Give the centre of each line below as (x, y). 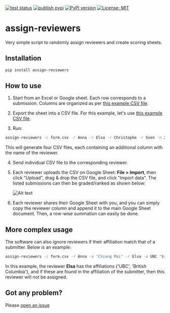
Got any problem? (34, 293)
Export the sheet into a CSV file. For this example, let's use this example (88, 113)
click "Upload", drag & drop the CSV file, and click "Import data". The (84, 178)
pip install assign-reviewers (37, 70)
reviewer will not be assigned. (36, 277)
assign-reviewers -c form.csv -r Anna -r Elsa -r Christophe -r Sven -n (83, 138)
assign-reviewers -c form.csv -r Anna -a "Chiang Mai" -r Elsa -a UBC (81, 257)
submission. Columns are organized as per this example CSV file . (80, 103)
